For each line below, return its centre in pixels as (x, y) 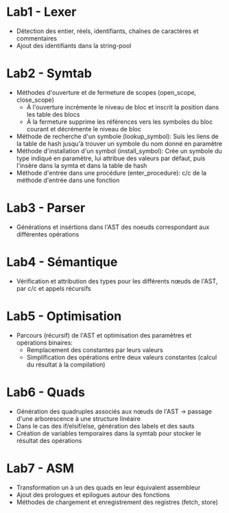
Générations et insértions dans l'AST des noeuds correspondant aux (113, 227)
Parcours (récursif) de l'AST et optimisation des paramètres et (104, 335)
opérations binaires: (45, 342)
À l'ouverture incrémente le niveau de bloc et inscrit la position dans (123, 107)
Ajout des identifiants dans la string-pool (74, 45)
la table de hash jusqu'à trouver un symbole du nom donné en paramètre (119, 143)
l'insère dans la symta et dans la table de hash (82, 165)
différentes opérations (48, 234)
